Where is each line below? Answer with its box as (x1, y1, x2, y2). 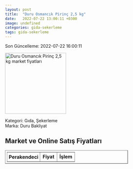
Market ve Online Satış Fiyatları (5, 137, 102, 145)
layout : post (5, 7, 32, 12)
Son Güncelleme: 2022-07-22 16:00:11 (5, 43, 82, 49)
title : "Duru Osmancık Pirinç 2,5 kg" (5, 12, 86, 17)
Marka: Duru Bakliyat (5, 123, 47, 129)
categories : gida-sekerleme (5, 25, 62, 30)
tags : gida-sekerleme (5, 30, 49, 35)
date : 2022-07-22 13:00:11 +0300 (5, 16, 77, 21)
